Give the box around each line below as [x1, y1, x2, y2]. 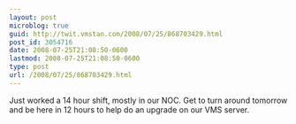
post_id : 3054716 [9, 37, 73, 47]
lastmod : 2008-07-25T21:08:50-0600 [9, 54, 140, 63]
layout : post [9, 12, 57, 22]
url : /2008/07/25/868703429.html [9, 71, 133, 80]
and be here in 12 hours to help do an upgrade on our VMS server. [9, 104, 250, 115]
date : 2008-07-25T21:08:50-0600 [9, 46, 128, 55]
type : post [9, 63, 49, 72]
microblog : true [9, 21, 69, 30]
